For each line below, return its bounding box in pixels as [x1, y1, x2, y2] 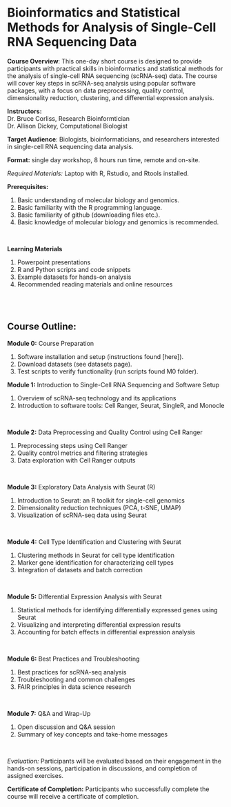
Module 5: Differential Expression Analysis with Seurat [7, 592, 162, 601]
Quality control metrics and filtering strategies [17, 449, 148, 457]
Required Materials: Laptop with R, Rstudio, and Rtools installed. [7, 169, 190, 177]
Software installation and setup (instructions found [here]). [17, 352, 184, 360]
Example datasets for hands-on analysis [17, 273, 132, 281]
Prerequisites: [7, 182, 49, 191]
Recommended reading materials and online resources [17, 280, 173, 288]
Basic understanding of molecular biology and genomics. [17, 195, 180, 204]
